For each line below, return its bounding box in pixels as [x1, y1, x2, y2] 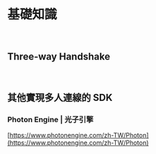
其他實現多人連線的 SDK [7, 92, 113, 104]
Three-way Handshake [7, 51, 111, 63]
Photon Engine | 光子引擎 [7, 114, 94, 124]
